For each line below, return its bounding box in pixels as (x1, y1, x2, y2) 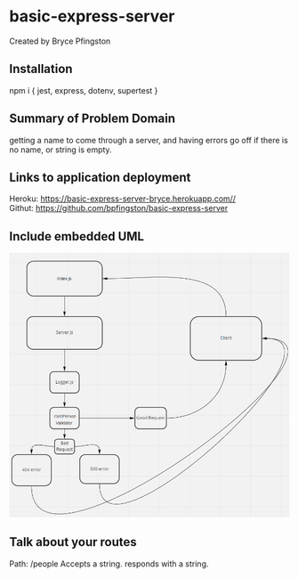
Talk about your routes (9, 534, 138, 550)
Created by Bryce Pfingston (9, 36, 111, 46)
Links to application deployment (9, 169, 191, 184)
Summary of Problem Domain (9, 111, 176, 126)
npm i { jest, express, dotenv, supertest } (9, 85, 158, 95)
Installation (9, 61, 73, 77)
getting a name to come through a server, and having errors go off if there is (9, 134, 289, 145)
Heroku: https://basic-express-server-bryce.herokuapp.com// (9, 193, 237, 204)
